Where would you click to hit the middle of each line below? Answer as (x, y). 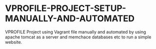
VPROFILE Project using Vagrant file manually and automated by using (76, 32)
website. (14, 42)
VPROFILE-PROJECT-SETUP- (66, 8)
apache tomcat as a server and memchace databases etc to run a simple (78, 37)
